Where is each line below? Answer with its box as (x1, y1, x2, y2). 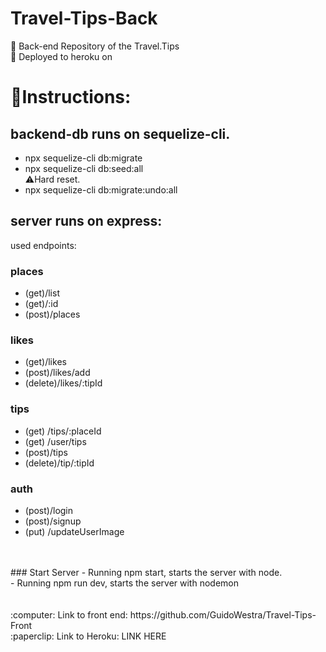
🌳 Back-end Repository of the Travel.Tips (10, 40, 180, 52)
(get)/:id (24, 298, 59, 310)
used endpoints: (10, 239, 77, 251)
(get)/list (24, 287, 60, 299)
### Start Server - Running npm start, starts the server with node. (10, 566, 283, 578)
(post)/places (24, 308, 81, 321)
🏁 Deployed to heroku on (10, 50, 113, 62)
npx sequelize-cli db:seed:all (24, 162, 144, 174)
